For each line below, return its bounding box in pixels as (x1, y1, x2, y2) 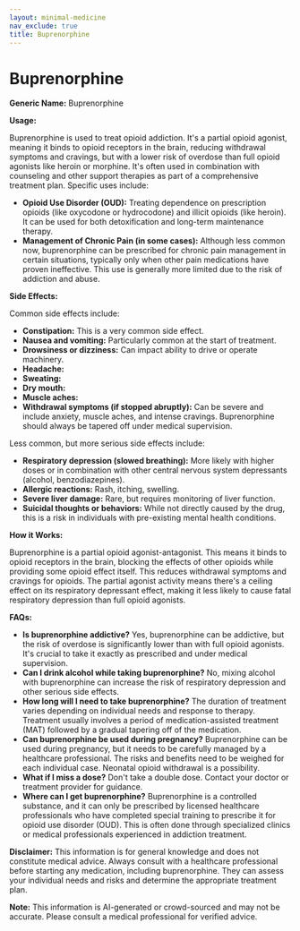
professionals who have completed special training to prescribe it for (21, 810, 276, 821)
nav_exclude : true (9, 21, 78, 30)
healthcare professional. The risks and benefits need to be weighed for (21, 753, 285, 764)
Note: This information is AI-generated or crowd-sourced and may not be (9, 901, 280, 913)
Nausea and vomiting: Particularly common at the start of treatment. (21, 335, 277, 346)
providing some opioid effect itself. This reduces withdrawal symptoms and (9, 566, 287, 577)
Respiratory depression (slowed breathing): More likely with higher (21, 456, 275, 466)
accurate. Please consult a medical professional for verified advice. (9, 911, 258, 922)
